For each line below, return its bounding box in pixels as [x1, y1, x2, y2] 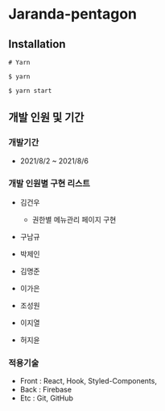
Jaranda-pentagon [8, 5, 138, 23]
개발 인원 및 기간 [8, 111, 85, 125]
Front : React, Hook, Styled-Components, [19, 376, 157, 386]
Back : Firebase [19, 385, 72, 395]
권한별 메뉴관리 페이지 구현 [31, 214, 117, 224]
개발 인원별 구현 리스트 [8, 177, 91, 189]
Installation [8, 37, 66, 51]
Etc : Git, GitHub [19, 393, 74, 403]
